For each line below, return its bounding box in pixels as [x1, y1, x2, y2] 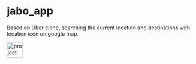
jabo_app [7, 4, 53, 18]
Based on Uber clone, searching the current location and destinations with [7, 24, 191, 31]
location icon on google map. [7, 30, 79, 37]
